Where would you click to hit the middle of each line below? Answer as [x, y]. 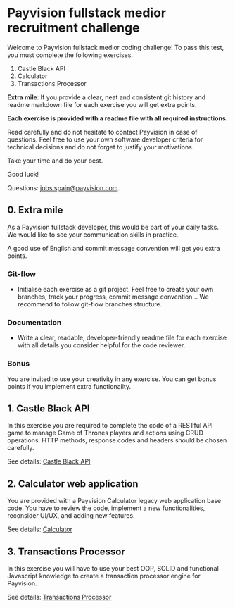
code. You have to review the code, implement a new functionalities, [106, 508]
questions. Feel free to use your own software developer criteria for [105, 139]
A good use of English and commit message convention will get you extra [114, 248]
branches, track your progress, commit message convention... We [113, 297]
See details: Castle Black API [49, 461]
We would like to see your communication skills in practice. [93, 235]
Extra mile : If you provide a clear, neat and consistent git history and [107, 97]
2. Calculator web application [73, 484]
